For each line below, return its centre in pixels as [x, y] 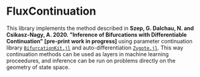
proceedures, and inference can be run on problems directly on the [91, 61]
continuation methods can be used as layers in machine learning [88, 54]
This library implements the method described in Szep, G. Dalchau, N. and [100, 28]
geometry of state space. [38, 67]
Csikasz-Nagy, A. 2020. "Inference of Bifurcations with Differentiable [97, 34]
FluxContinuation [51, 11]
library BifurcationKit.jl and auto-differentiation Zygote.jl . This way [95, 48]
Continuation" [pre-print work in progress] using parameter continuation [99, 41]
